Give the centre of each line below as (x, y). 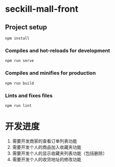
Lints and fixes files (29, 95)
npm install (17, 38)
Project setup (26, 27)
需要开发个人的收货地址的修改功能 (47, 159)
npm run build (20, 83)
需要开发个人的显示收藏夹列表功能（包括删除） (59, 153)
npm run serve (20, 61)
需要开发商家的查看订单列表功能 (44, 141)
